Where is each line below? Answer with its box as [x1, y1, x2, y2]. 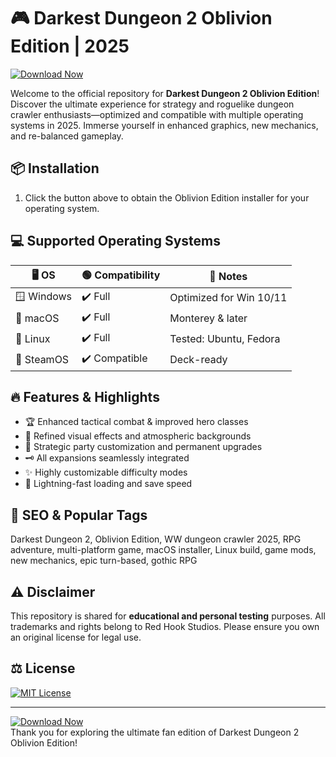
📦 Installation [10, 160, 100, 177]
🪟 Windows [15, 289, 73, 303]
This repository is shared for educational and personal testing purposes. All [10, 610, 326, 622]
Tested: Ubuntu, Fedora [169, 332, 281, 346]
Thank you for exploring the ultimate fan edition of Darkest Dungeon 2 [10, 726, 300, 738]
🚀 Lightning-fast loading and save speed [24, 478, 193, 490]
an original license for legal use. [10, 631, 142, 643]
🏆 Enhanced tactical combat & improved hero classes [24, 416, 249, 428]
